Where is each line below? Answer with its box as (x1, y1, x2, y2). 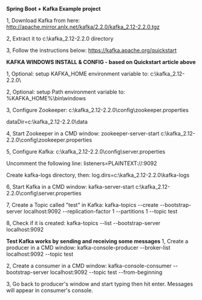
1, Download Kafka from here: (6, 17, 80, 24)
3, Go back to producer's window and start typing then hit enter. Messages (6, 281, 194, 287)
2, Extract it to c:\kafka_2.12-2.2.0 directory (6, 35, 114, 42)
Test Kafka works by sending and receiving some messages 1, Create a (6, 238, 189, 244)
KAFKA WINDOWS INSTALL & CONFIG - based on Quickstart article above (6, 59, 196, 65)
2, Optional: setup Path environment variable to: (6, 88, 125, 96)
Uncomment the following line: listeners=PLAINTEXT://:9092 (6, 160, 157, 167)
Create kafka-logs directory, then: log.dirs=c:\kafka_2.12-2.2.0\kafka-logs (6, 172, 190, 178)
